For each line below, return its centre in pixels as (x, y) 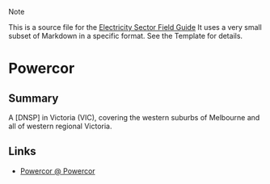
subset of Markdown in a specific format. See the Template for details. (126, 36)
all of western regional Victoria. (60, 126)
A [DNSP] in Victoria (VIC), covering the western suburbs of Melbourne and (134, 117)
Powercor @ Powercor (57, 171)
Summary (34, 98)
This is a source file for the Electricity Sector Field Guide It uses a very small (135, 27)
